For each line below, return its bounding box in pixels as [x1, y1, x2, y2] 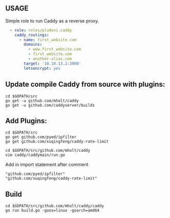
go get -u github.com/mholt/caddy [5, 98, 79, 103]
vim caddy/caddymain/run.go [5, 152, 66, 158]
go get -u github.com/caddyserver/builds [5, 103, 95, 108]
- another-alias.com [28, 56, 72, 62]
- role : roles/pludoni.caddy [10, 28, 72, 33]
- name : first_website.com [18, 37, 77, 43]
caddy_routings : [14, 32, 50, 37]
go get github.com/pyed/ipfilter [5, 134, 77, 140]
